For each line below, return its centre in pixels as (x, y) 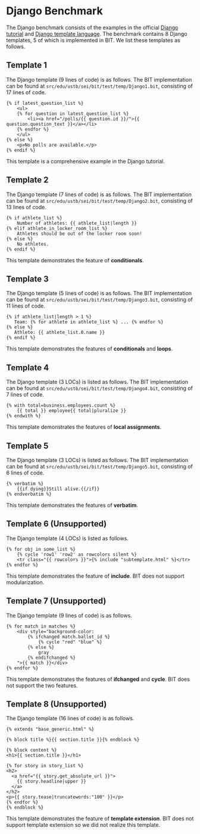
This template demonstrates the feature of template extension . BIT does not (100, 819)
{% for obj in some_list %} (41, 549)
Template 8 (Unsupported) (57, 704)
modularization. (25, 582)
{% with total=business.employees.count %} (61, 406)
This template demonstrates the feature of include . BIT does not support (95, 576)
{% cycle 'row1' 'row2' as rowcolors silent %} (77, 554)
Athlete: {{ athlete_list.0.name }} (60, 333)
